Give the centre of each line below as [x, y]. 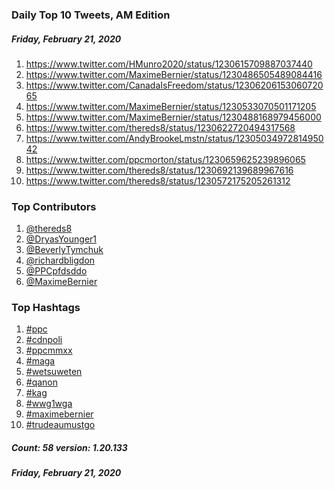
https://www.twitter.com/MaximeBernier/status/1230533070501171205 [171, 106]
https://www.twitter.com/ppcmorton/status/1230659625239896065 [165, 159]
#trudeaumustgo [60, 425]
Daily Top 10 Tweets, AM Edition [91, 15]
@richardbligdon [60, 260]
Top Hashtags [46, 308]
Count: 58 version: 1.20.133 [69, 448]
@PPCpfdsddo [56, 271]
